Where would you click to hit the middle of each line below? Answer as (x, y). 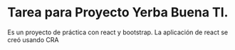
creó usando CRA (33, 39)
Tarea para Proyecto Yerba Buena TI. (118, 12)
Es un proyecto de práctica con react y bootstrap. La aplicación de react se (118, 32)
